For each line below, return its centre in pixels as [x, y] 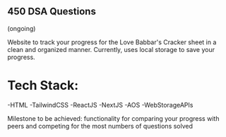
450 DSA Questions [52, 12]
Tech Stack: [43, 85]
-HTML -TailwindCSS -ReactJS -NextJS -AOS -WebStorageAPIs [100, 105]
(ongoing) [22, 28]
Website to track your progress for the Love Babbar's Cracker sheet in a [112, 42]
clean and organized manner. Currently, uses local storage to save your [111, 49]
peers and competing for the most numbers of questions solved [100, 126]
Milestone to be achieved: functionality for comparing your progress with [113, 118]
